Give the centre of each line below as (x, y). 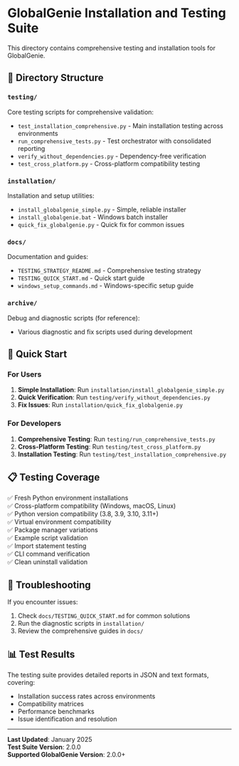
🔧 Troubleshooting (49, 585)
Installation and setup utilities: (51, 195)
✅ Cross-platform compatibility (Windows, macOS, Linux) (92, 506)
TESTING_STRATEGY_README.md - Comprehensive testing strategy (109, 271)
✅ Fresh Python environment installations (68, 498)
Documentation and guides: (48, 257)
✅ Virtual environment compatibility (59, 522)
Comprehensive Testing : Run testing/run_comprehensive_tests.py (116, 439)
